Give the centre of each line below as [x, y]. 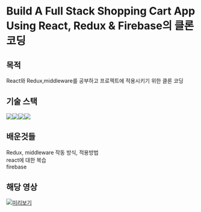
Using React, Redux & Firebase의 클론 [100, 26]
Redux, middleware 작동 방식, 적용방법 [52, 152]
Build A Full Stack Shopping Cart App [101, 11]
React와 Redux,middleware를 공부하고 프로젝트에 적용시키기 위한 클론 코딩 [95, 81]
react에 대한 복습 [26, 160]
